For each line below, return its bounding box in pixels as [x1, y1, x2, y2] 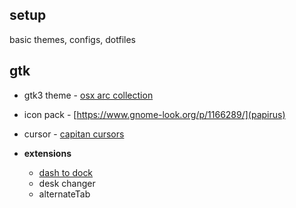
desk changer [38, 177, 96, 189]
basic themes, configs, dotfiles [9, 33, 136, 45]
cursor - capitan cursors [23, 128, 125, 140]
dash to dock [38, 166, 94, 178]
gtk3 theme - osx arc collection [23, 89, 154, 101]
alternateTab [38, 188, 91, 200]
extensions [23, 147, 72, 159]
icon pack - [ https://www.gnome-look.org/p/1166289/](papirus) [23, 108, 286, 120]
